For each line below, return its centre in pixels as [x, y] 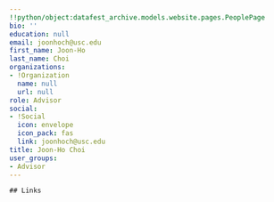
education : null [39, 34]
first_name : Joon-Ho [48, 51]
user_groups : [33, 158]
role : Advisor [36, 100]
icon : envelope [46, 125]
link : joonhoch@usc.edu [61, 141]
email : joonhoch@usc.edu [55, 42]
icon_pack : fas [46, 133]
